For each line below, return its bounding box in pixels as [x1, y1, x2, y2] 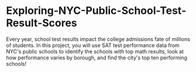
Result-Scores [6, 16, 77, 30]
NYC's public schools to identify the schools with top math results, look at [6, 48, 184, 55]
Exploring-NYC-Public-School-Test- [6, 4, 187, 17]
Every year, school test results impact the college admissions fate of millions [6, 35, 190, 42]
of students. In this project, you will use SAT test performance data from [6, 42, 180, 49]
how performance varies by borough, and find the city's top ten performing [6, 54, 187, 61]
